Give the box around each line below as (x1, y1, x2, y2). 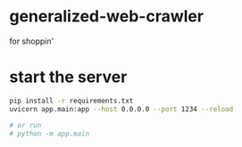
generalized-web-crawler (9, 6, 204, 27)
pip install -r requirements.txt (9, 96, 134, 105)
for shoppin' (9, 36, 54, 46)
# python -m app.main (9, 129, 90, 138)
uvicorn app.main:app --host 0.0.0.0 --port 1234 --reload (9, 104, 234, 113)
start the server (9, 67, 128, 87)
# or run (9, 120, 42, 130)
